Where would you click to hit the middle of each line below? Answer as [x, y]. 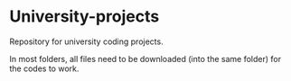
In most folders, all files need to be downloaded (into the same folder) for [145, 58]
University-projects [84, 17]
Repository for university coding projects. [87, 41]
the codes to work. [44, 68]
